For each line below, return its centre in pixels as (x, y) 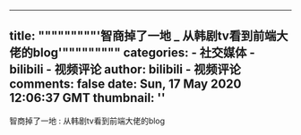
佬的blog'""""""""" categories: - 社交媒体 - (132, 53)
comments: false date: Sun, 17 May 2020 (125, 84)
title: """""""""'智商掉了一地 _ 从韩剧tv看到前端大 (149, 36)
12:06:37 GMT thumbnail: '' (87, 98)
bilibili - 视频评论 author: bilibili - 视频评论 (125, 69)
